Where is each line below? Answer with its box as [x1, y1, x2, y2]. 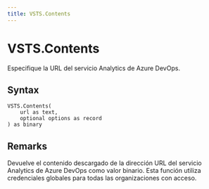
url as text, [20, 109, 58, 116]
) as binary [7, 121, 42, 129]
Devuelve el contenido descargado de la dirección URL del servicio [7, 159, 202, 167]
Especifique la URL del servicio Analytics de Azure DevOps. [7, 64, 181, 72]
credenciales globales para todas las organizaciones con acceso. [7, 174, 197, 183]
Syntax [7, 84, 39, 96]
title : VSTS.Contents [7, 10, 71, 18]
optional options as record [20, 115, 102, 122]
